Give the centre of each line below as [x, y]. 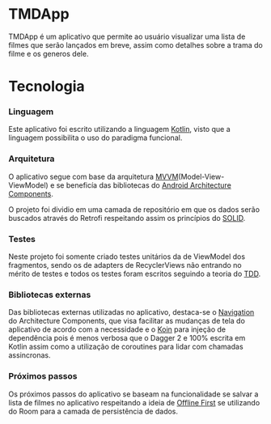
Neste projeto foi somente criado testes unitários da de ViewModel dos [127, 257]
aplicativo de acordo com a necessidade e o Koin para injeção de [117, 329]
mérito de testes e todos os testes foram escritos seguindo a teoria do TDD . [135, 274]
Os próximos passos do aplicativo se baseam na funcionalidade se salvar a [133, 394]
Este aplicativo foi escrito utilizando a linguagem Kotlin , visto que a [119, 129]
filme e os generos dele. [49, 53]
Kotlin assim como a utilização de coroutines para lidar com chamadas [126, 347]
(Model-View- [201, 176]
